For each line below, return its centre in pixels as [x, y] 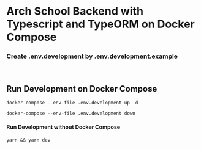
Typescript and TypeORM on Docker [100, 24]
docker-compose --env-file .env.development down [71, 114]
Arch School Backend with [75, 11]
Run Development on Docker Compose [82, 89]
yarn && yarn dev [28, 140]
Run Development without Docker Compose [63, 127]
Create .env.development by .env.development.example [92, 56]
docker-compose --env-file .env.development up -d [72, 103]
